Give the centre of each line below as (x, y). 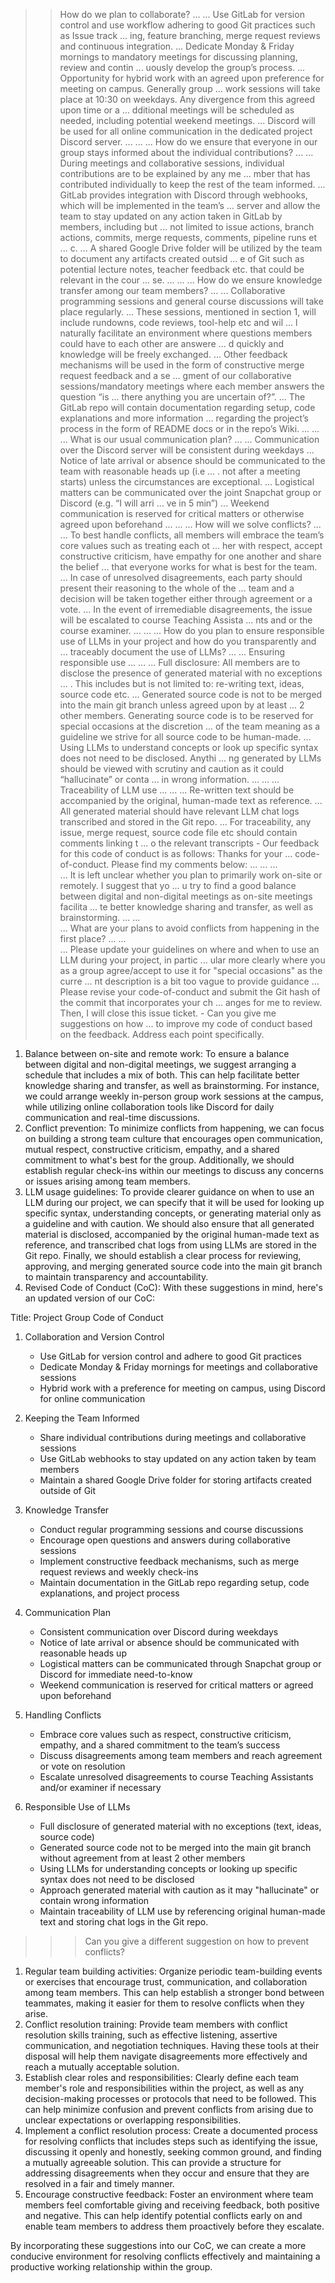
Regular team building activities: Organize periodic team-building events (173, 1971)
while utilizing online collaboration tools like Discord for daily (149, 1107)
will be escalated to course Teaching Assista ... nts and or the (186, 620)
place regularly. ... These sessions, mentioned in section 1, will (188, 312)
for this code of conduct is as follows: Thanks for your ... (176, 853)
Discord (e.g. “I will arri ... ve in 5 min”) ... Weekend (164, 503)
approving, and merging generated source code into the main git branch (173, 1266)
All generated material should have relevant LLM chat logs (179, 811)
